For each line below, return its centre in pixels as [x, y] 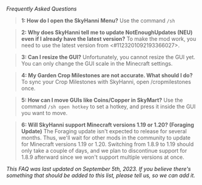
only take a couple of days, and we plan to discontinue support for [104, 151]
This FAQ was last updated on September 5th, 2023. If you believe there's [99, 169]
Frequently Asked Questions [42, 9]
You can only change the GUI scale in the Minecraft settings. [97, 64]
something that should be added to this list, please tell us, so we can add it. [101, 175]
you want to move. [44, 113]
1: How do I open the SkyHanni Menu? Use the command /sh [98, 20]
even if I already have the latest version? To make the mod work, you [109, 39]
